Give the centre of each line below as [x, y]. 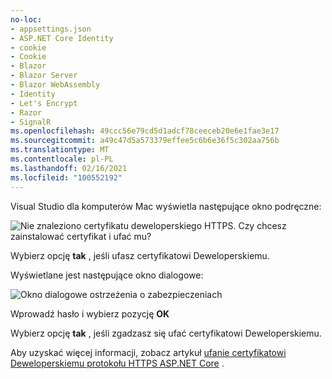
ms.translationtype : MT [60, 150]
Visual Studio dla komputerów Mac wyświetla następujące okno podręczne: [166, 206]
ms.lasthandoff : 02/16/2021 [69, 168]
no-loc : [26, 19]
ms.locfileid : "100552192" [66, 177]
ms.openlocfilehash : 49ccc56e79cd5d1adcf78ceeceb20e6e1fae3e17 [145, 131]
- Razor [26, 112]
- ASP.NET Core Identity [62, 38]
